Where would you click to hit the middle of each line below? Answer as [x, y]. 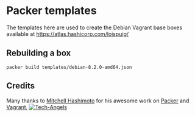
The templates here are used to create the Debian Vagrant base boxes [94, 27]
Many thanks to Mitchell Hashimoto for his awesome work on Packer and [98, 101]
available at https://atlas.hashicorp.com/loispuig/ [68, 34]
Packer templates [51, 11]
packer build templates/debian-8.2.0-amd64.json [69, 67]
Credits [21, 86]
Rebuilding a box [39, 53]
